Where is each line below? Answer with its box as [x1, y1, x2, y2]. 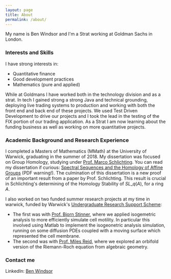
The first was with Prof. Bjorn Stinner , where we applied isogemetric [12, 211, 156, 217]
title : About [5, 12, 33, 17]
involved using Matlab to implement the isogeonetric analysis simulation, [12, 222, 166, 228]
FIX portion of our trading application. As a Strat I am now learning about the [5, 118, 166, 124]
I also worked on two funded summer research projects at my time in [5, 196, 150, 202]
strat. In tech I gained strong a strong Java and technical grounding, [5, 96, 148, 103]
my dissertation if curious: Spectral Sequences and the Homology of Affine [5, 164, 163, 170]
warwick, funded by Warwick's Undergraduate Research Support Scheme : [5, 201, 162, 207]
